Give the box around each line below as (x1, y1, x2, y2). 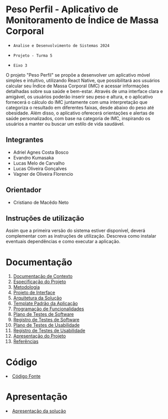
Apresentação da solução (12, 408, 66, 414)
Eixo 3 (13, 63, 28, 68)
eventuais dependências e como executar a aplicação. (6, 239, 121, 245)
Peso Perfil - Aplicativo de (6, 4, 119, 15)
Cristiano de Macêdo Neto (13, 199, 69, 205)
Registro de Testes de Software (13, 317, 80, 323)
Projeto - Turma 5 (13, 53, 53, 58)
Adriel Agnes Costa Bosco (13, 149, 69, 155)
